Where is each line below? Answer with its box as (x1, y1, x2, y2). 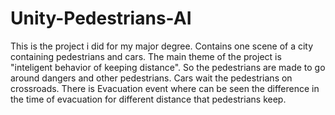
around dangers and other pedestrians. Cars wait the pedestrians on (10, 72, 293, 84)
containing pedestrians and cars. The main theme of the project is (10, 50, 282, 62)
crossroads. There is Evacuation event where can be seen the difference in (10, 82, 320, 94)
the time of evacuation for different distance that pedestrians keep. (10, 93, 287, 105)
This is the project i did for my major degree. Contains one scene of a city (10, 40, 314, 52)
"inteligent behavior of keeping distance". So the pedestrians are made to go (10, 61, 326, 73)
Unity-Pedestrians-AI (10, 7, 192, 30)
